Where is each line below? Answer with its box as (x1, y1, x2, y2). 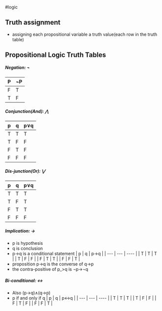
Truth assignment (5, 18, 61, 26)
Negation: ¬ (5, 64, 30, 70)
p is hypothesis (12, 240, 43, 246)
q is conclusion (12, 245, 43, 252)
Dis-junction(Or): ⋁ (5, 168, 46, 174)
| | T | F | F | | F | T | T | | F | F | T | (12, 256, 80, 262)
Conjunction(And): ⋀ (5, 108, 49, 114)
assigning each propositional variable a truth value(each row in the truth (12, 31, 158, 37)
